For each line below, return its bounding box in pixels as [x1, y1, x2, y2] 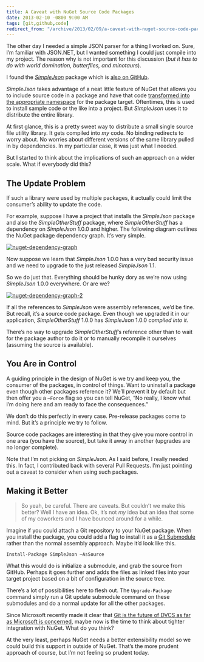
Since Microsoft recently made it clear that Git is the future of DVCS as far [6, 611, 191, 618]
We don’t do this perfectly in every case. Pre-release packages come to [6, 412, 186, 420]
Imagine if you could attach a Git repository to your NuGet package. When [6, 527, 192, 534]
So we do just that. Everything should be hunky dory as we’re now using [6, 274, 187, 281]
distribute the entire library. [6, 111, 74, 118]
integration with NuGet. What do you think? [6, 624, 114, 632]
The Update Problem [6, 178, 86, 188]
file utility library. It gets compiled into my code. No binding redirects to [6, 129, 184, 137]
